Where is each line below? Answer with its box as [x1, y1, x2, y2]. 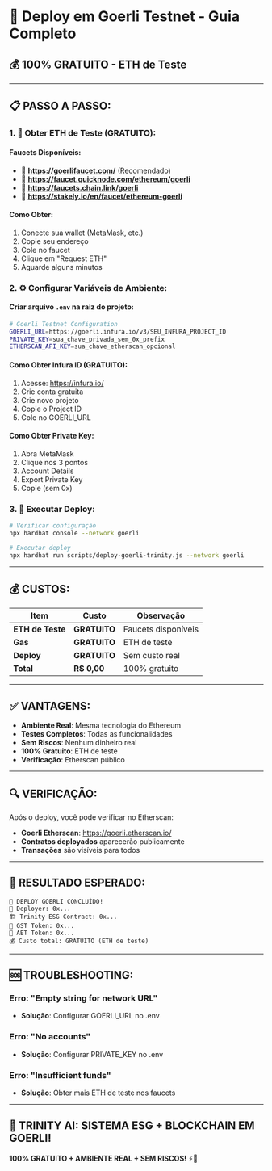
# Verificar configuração [9, 522, 96, 530]
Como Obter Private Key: [9, 431, 94, 441]
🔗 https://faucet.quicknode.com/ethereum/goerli [20, 174, 190, 184]
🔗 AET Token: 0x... [9, 929, 75, 937]
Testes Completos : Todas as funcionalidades [20, 729, 173, 739]
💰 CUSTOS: [9, 581, 70, 596]
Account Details [20, 466, 74, 476]
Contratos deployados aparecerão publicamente [20, 836, 185, 846]
